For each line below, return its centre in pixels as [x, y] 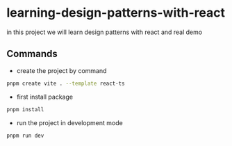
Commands [32, 54]
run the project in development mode [69, 122]
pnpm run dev [25, 136]
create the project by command [61, 70]
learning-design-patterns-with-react [116, 13]
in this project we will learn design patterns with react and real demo [105, 32]
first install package [45, 97]
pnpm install [25, 109]
